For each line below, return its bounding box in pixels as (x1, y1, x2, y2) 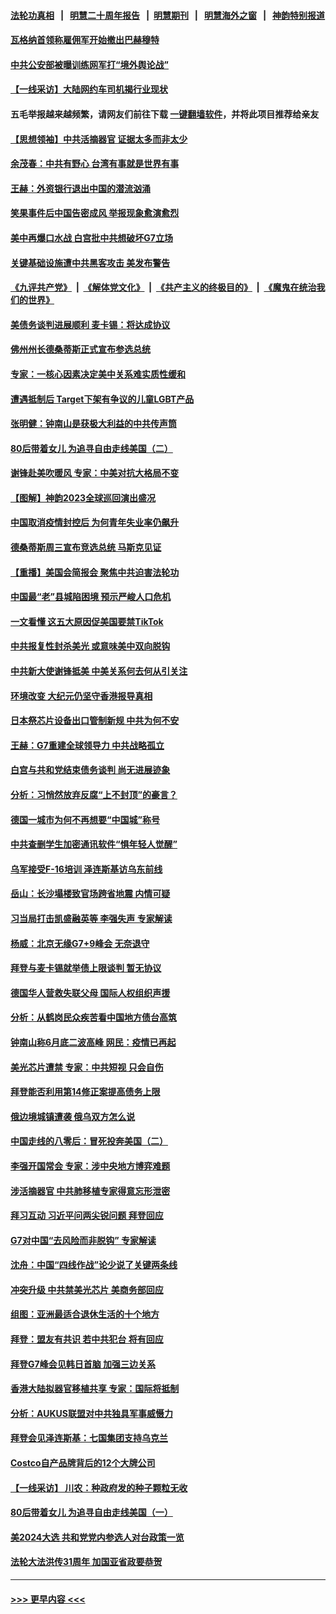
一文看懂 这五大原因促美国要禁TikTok (10, 615, 164, 627)
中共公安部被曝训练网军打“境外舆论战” (10, 58, 170, 70)
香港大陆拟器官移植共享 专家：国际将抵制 (10, 1383, 180, 1395)
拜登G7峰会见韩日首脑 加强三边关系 (10, 1358, 156, 1370)
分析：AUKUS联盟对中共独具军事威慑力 (10, 1407, 173, 1419)
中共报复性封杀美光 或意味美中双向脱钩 (10, 640, 171, 652)
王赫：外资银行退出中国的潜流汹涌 (10, 182, 151, 194)
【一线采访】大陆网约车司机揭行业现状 (10, 83, 168, 95)
